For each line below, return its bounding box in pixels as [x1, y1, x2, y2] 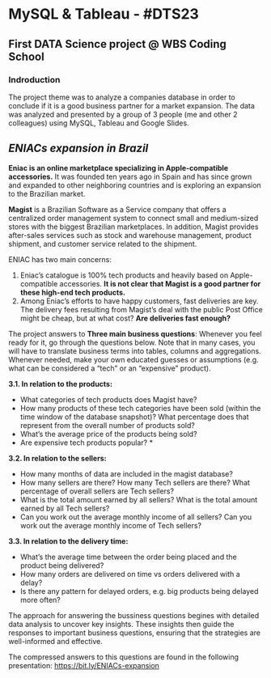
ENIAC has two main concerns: [8, 254, 112, 264]
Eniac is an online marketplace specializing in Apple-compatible [8, 163, 229, 172]
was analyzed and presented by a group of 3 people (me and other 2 [8, 109, 238, 119]
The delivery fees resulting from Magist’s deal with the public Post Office [19, 304, 263, 314]
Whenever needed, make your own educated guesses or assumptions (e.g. [8, 354, 259, 364]
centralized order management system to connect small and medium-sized [8, 213, 259, 222]
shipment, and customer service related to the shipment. [8, 239, 197, 248]
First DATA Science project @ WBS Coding [8, 37, 227, 51]
